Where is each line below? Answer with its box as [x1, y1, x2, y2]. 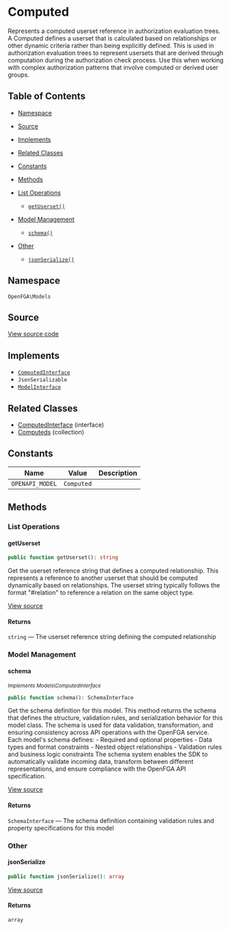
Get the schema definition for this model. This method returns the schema [8, 706, 216, 714]
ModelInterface [17, 384, 62, 391]
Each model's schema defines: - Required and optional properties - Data [8, 736, 213, 744]
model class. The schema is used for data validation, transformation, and [8, 721, 214, 730]
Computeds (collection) [17, 428, 85, 436]
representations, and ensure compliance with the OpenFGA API [8, 765, 187, 773]
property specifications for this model [8, 824, 114, 832]
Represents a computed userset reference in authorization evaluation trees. [8, 27, 221, 35]
